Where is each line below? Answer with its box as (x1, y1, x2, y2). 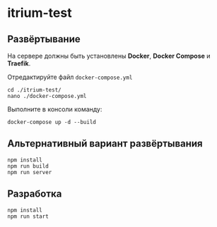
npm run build (7, 162, 49, 170)
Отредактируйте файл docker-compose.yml (7, 73, 133, 81)
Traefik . (7, 59, 31, 68)
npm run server (7, 168, 52, 176)
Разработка (7, 188, 62, 200)
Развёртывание (7, 33, 81, 45)
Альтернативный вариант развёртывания (7, 137, 203, 149)
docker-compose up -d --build (7, 118, 97, 125)
